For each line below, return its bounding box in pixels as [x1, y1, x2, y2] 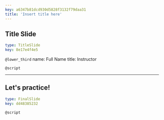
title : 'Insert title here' [5, 12, 62, 17]
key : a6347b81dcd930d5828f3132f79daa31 [5, 7, 86, 12]
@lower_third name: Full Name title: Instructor [5, 56, 97, 62]
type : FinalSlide [5, 96, 41, 101]
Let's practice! [5, 84, 50, 92]
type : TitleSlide [5, 43, 41, 48]
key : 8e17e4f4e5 [5, 48, 38, 52]
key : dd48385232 [5, 101, 38, 106]
